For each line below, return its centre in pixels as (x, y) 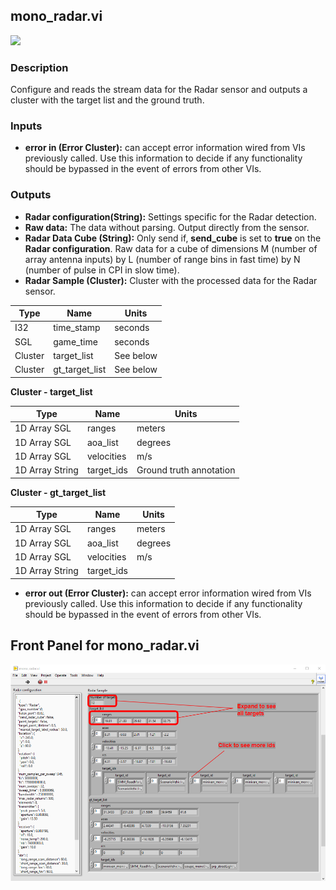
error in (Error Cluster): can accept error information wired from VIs (165, 148)
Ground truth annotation (186, 470)
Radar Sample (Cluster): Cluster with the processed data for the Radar (171, 280)
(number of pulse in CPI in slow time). (102, 270)
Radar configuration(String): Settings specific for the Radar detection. (170, 216)
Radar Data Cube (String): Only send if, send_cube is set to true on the (173, 238)
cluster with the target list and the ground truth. (107, 100)
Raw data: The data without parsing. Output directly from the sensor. (167, 227)
